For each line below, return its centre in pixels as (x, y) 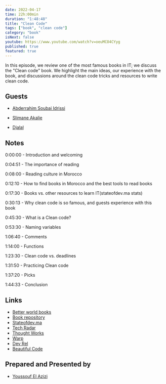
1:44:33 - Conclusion (26, 285)
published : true (22, 46)
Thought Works (28, 333)
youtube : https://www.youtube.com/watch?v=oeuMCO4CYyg (63, 42)
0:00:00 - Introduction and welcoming (44, 155)
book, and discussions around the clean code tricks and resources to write (81, 76)
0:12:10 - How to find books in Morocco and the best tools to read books (79, 184)
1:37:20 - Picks (20, 275)
